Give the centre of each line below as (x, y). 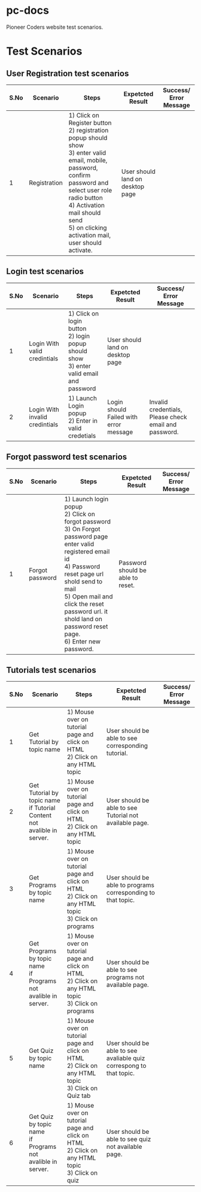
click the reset (84, 604)
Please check (168, 417)
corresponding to (131, 893)
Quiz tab (79, 1096)
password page (86, 536)
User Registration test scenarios (68, 73)
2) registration (89, 130)
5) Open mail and (89, 596)
